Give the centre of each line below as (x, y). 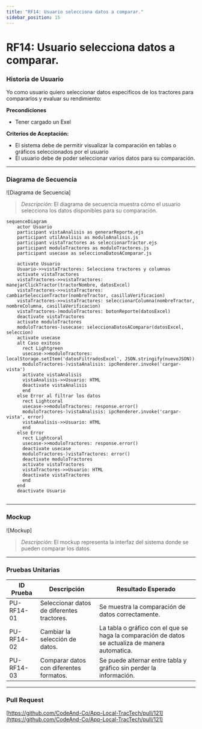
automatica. (116, 651)
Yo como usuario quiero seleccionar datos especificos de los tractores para (100, 92)
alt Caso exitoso (39, 343)
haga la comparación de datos (142, 635)
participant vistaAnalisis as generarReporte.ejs (81, 232)
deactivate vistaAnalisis (54, 386)
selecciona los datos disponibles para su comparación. (89, 211)
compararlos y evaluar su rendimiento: (54, 98)
